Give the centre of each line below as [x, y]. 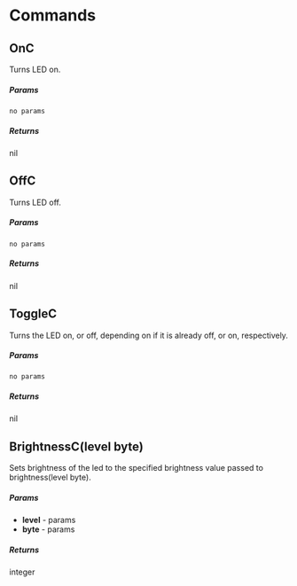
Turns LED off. [35, 202]
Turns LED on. [35, 69]
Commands [53, 16]
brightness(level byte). [50, 477]
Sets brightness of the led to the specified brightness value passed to [137, 468]
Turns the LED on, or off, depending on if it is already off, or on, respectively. [148, 335]
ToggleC [33, 314]
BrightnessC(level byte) [76, 446]
